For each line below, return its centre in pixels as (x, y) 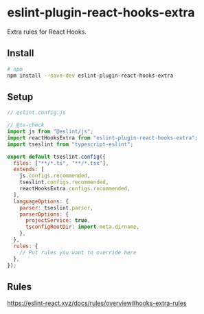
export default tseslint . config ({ (57, 157)
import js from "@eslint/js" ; (50, 132)
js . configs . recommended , (55, 176)
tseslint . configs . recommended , (64, 182)
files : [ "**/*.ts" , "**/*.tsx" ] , (61, 163)
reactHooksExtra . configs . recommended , (75, 189)
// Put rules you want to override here (78, 252)
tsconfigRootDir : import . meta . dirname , (82, 227)
